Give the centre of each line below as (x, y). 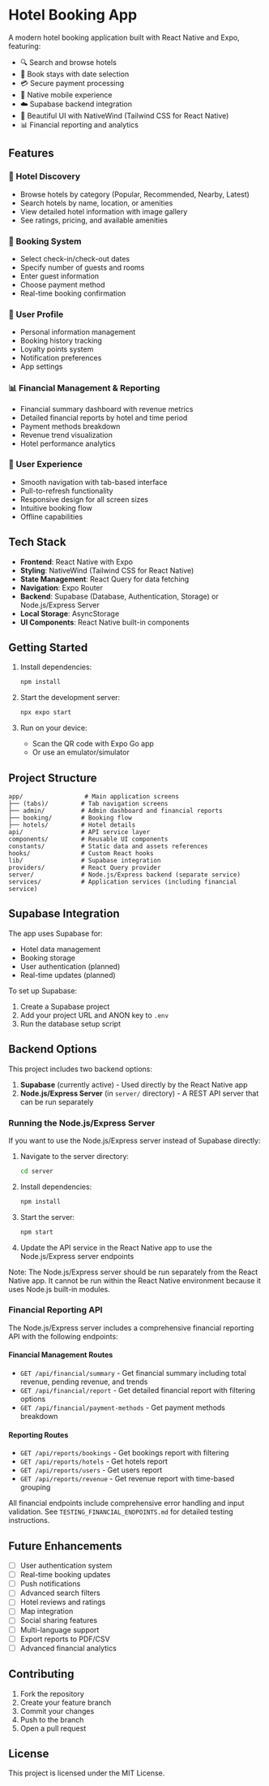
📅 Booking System (45, 241)
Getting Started (48, 648)
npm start (37, 1232)
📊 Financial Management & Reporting (84, 388)
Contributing (41, 1674)
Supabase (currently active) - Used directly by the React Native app (134, 1084)
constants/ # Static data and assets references (108, 846)
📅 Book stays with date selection (75, 74)
